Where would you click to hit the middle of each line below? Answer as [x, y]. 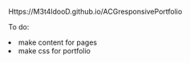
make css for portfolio [55, 51]
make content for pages [58, 42]
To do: [19, 27]
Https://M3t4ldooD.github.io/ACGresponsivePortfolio [95, 12]
